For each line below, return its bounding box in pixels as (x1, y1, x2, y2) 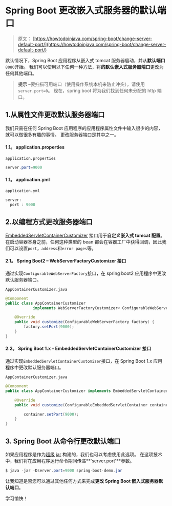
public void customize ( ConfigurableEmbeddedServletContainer (14, 402, 147, 407)
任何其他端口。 (5, 70, 37, 76)
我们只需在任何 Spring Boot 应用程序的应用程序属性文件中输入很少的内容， (5, 125, 163, 131)
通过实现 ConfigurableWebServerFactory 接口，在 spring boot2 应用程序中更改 (5, 270, 166, 276)
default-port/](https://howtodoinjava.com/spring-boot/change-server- (17, 41, 166, 47)
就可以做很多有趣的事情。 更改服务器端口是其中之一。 (5, 132, 119, 138)
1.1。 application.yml (5, 177, 50, 183)
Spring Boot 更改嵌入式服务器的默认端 (5, 5, 166, 16)
